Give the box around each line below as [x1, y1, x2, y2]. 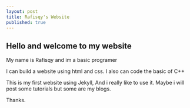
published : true [6, 19, 46, 25]
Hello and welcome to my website [6, 41, 132, 51]
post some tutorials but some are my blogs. [6, 85, 111, 92]
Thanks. [6, 97, 26, 104]
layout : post [6, 8, 38, 15]
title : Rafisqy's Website [6, 14, 69, 20]
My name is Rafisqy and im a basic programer [6, 57, 118, 64]
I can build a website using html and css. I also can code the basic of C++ [6, 68, 185, 75]
